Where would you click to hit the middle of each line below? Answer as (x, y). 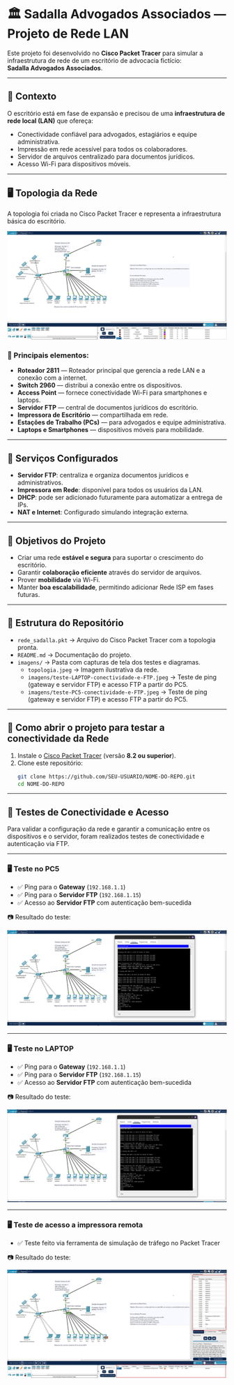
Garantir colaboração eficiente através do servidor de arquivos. (109, 572)
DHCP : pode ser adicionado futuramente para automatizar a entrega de (120, 498)
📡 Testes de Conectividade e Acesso (88, 812)
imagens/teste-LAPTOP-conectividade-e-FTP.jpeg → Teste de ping (122, 677)
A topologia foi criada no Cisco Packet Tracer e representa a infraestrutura (114, 214)
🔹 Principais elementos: (48, 355)
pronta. (28, 647)
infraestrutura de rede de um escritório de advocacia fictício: (95, 60)
